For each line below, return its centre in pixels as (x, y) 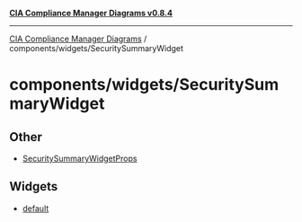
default (36, 208)
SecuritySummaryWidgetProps (80, 158)
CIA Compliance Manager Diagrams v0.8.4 (91, 13)
